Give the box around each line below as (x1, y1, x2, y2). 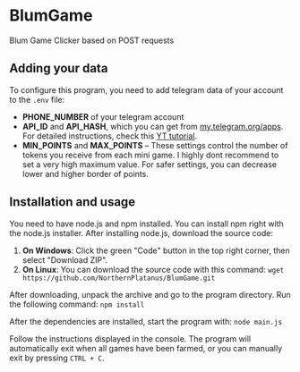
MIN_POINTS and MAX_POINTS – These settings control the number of (21, 139, 288, 150)
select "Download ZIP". (21, 254, 108, 265)
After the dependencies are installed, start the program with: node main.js (9, 316, 283, 326)
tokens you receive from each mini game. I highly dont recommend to (21, 149, 279, 160)
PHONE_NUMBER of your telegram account (21, 111, 184, 122)
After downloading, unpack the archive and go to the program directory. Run (9, 289, 291, 300)
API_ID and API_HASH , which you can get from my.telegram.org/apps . (21, 121, 284, 131)
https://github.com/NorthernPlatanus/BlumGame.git (21, 274, 216, 283)
